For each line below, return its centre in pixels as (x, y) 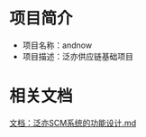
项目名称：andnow (57, 45)
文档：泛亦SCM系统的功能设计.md (73, 123)
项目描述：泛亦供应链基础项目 (78, 56)
